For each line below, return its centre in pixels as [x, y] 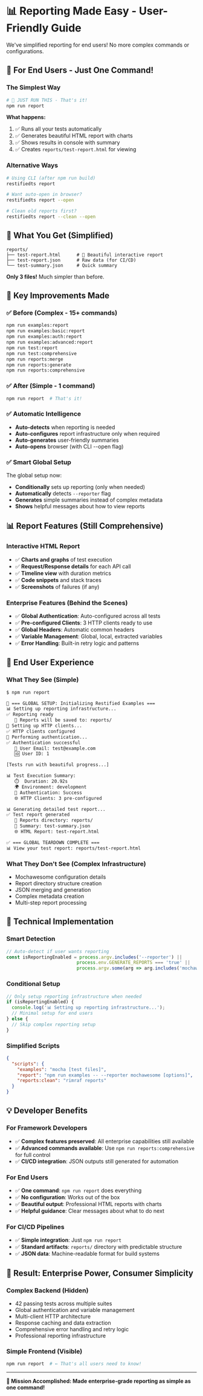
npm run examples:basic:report [46, 331]
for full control [33, 1155]
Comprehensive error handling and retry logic [72, 1329]
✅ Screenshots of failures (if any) [57, 586]
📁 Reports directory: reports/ [54, 821]
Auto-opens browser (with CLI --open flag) [69, 446]
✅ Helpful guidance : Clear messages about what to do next [90, 1211]
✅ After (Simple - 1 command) [51, 386]
